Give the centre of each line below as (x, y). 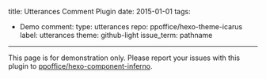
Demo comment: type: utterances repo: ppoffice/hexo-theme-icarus (131, 26)
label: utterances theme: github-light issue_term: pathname (116, 35)
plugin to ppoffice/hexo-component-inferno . (80, 66)
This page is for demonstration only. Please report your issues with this (124, 58)
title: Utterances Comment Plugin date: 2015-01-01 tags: (100, 11)
